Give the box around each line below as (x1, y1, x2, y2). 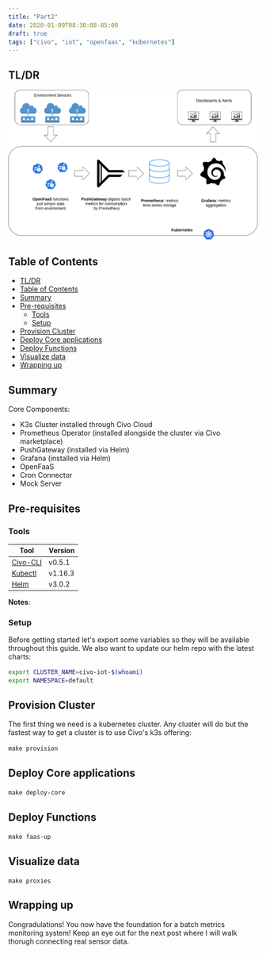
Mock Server (19, 479, 63, 488)
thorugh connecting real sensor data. (8, 937, 129, 946)
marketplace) (19, 437, 63, 446)
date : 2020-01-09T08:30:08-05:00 (8, 21, 119, 29)
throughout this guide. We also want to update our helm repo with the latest (8, 643, 255, 652)
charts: (8, 652, 32, 661)
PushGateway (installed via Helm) (19, 445, 130, 455)
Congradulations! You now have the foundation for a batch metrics (8, 919, 226, 929)
